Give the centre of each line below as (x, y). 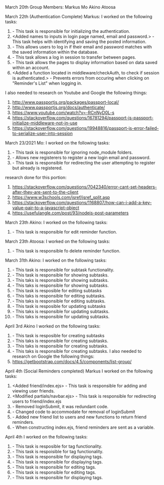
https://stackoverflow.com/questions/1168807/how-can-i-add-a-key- (82, 202)
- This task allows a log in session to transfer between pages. (74, 57)
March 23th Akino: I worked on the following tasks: (56, 222)
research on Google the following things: (53, 356)
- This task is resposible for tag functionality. (57, 446)
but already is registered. (37, 168)
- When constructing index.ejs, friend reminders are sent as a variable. (83, 427)
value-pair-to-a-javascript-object (46, 208)
